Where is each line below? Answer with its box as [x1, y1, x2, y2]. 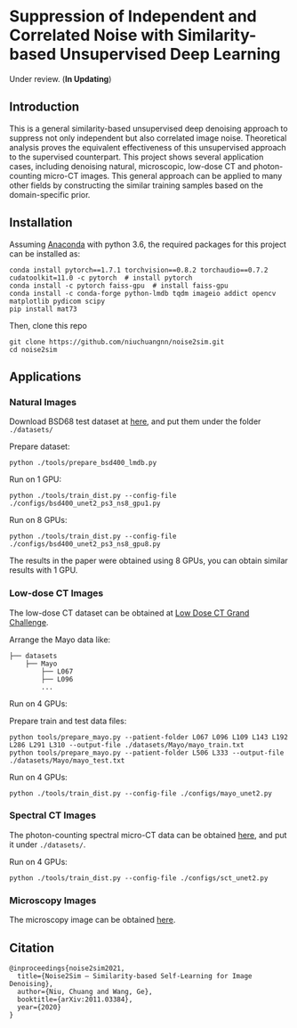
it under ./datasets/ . [9, 839, 86, 850]
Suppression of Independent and [9, 6, 257, 27]
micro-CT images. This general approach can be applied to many [43, 170, 283, 181]
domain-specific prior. [9, 189, 91, 200]
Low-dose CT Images [9, 587, 104, 600]
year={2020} [17, 1002, 62, 1012]
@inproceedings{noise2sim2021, [9, 964, 125, 973]
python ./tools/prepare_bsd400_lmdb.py [9, 459, 157, 468]
